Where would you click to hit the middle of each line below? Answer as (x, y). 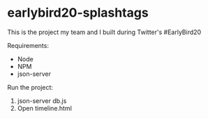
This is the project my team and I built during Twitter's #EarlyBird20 (104, 32)
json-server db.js (42, 101)
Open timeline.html (44, 108)
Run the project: (30, 87)
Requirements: (28, 45)
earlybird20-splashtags (78, 13)
